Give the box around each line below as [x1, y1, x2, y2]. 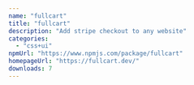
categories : [8, 34, 49, 43]
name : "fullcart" [8, 11, 67, 20]
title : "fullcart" [8, 19, 71, 28]
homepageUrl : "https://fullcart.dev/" [8, 57, 140, 66]
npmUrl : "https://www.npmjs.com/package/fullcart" [8, 49, 183, 57]
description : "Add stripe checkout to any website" [8, 27, 187, 35]
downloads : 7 [8, 65, 53, 73]
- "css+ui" [15, 42, 53, 50]
